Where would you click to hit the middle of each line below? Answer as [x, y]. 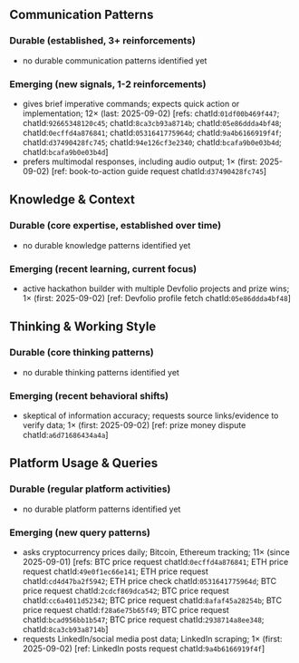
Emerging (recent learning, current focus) [103, 268]
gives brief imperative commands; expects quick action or [131, 103]
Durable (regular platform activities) [90, 489]
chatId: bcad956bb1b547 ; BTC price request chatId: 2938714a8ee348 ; [143, 619]
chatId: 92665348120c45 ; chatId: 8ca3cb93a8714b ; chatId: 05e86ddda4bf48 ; [152, 122]
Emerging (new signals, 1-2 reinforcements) [108, 83]
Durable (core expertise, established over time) [116, 226]
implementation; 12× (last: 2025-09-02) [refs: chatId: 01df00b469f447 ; [151, 113]
